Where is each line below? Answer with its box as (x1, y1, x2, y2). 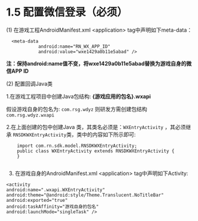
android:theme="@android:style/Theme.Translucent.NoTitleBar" (6, 192, 164, 198)
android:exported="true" (6, 197, 68, 203)
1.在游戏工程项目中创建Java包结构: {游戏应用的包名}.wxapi (6, 93, 151, 100)
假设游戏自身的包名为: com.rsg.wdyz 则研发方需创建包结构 (6, 105, 147, 112)
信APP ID (6, 67, 29, 75)
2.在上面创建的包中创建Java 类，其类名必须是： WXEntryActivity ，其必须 (6, 123, 186, 130)
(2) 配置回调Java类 (6, 80, 52, 87)
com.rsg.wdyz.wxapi (6, 112, 55, 118)
